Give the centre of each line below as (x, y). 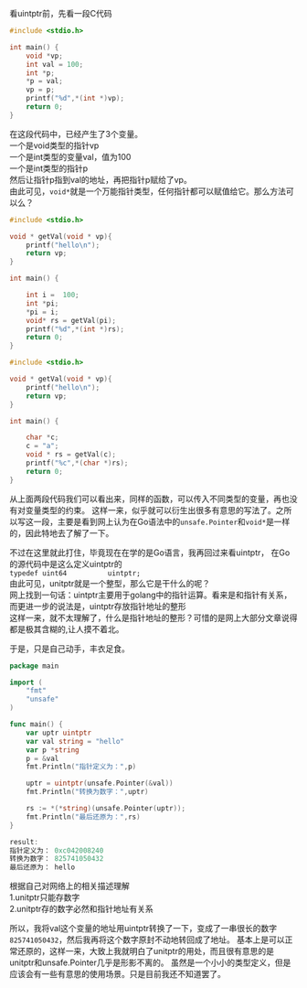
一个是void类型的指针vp (54, 145)
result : (24, 842)
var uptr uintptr (59, 733)
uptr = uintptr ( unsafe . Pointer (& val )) (100, 784)
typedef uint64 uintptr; (75, 573)
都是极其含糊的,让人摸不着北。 (67, 628)
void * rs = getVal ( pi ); (71, 320)
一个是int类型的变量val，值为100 (70, 156)
